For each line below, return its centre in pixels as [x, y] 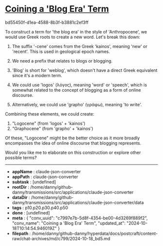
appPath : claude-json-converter [45, 177]
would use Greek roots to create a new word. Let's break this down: [73, 37]
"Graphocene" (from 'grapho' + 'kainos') [53, 128]
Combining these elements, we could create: [50, 114]
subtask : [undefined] [34, 182]
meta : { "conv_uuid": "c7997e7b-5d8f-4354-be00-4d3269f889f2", [80, 218]
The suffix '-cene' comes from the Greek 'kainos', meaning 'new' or [80, 46]
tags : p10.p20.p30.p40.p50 [40, 208]
